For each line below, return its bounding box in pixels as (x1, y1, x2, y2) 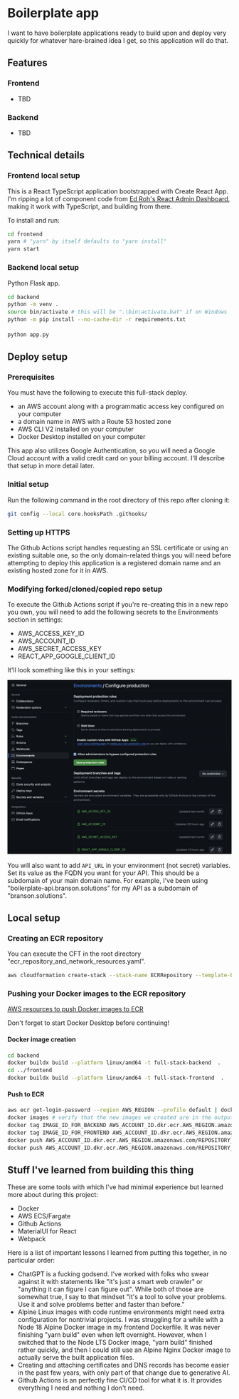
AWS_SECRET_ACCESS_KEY (17, 645, 102, 653)
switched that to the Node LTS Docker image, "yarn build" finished (17, 1338, 213, 1347)
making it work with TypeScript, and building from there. (7, 202, 173, 211)
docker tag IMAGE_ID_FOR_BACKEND (7, 1122, 107, 1129)
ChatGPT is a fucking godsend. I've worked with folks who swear (17, 1270, 209, 1278)
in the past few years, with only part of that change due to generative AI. (17, 1368, 230, 1377)
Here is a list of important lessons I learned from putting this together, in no (7, 1248, 228, 1257)
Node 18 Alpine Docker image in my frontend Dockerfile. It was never (17, 1323, 221, 1332)
